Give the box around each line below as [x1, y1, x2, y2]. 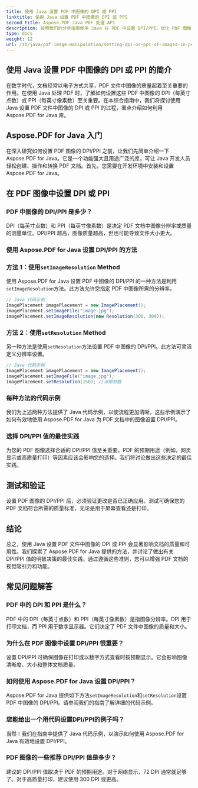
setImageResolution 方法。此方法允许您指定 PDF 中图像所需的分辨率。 [6, 285, 176, 292]
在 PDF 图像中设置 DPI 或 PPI [6, 188, 110, 198]
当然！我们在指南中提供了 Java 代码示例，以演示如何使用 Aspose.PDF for [6, 730, 184, 737]
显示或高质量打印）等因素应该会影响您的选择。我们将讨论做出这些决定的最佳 [6, 454, 192, 461]
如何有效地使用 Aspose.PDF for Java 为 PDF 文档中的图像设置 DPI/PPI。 [6, 416, 181, 423]
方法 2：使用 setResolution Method [6, 328, 106, 337]
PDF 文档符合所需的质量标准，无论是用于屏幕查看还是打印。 [6, 505, 152, 512]
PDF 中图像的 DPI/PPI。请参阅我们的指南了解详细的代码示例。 [6, 699, 156, 706]
